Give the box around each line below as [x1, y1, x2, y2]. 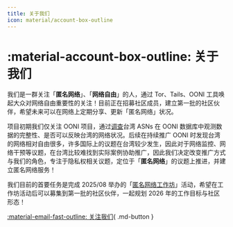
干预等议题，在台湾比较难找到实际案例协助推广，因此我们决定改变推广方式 [12, 149, 226, 157]
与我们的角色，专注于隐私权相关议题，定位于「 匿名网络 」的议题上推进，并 [7, 157, 220, 165]
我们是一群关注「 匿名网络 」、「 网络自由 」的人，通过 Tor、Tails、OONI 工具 [7, 90, 219, 99]
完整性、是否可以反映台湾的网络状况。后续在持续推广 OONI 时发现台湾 [19, 131, 221, 140]
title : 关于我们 [7, 10, 50, 17]
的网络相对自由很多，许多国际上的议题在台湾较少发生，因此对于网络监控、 [7, 140, 220, 148]
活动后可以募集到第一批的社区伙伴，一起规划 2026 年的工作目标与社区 [19, 189, 221, 198]
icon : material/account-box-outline [7, 17, 113, 24]
